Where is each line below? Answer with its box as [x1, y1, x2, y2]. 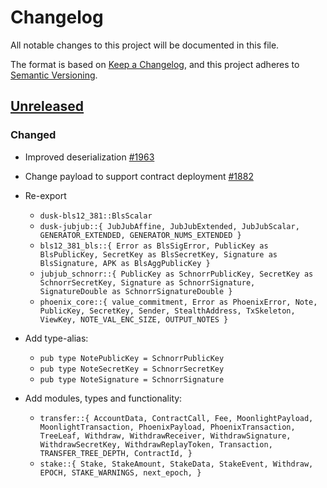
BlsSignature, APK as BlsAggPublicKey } [39, 258, 211, 268]
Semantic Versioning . [10, 69, 98, 81]
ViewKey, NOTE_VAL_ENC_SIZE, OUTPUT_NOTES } [39, 314, 229, 325]
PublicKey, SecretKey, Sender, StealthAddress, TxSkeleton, [39, 306, 296, 316]
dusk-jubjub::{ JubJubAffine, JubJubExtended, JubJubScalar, [39, 221, 300, 231]
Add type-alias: [24, 332, 89, 344]
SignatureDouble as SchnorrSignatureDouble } [39, 286, 233, 296]
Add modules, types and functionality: [24, 392, 183, 404]
